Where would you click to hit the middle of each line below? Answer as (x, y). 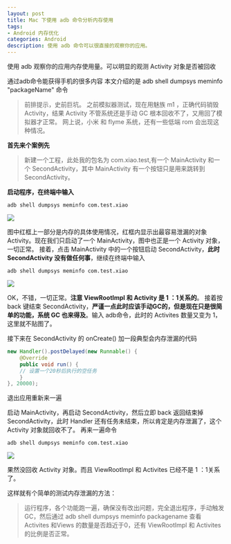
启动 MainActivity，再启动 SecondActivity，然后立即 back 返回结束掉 (105, 412)
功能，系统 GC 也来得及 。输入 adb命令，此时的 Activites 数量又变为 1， (120, 315)
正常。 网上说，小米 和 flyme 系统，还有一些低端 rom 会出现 (128, 122)
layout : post (26, 14)
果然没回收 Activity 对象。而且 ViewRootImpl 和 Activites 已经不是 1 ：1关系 (113, 470)
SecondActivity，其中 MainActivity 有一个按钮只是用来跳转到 (119, 168)
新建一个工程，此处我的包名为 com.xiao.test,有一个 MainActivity (115, 160)
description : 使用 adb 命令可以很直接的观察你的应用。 (79, 46)
